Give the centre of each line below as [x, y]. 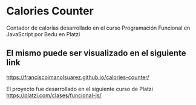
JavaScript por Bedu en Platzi [43, 34]
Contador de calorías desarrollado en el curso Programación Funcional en [98, 28]
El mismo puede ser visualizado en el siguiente [96, 53]
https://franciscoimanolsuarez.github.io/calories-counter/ [78, 77]
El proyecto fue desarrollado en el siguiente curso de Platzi [80, 89]
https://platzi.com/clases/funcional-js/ [54, 95]
